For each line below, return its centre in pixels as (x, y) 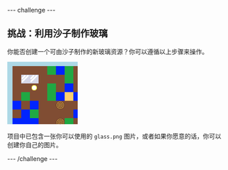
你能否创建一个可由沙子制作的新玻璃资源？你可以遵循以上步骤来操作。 (108, 51)
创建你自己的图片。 (35, 144)
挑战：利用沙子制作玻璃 (57, 34)
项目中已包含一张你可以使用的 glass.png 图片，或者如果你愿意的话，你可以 (114, 136)
